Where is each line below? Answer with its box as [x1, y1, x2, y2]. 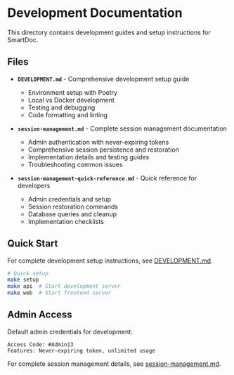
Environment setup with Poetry [27, 88, 118, 96]
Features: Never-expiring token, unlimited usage [7, 347, 156, 354]
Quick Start [7, 237, 58, 250]
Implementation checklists [27, 217, 104, 225]
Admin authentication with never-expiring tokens [27, 138, 169, 146]
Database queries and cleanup [27, 209, 117, 218]
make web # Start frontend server [7, 289, 112, 296]
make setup [7, 276, 39, 284]
